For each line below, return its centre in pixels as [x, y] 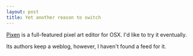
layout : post [23, 12]
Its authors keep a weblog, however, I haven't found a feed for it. [87, 46]
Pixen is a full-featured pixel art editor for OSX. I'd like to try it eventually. [96, 34]
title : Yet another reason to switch [54, 17]
